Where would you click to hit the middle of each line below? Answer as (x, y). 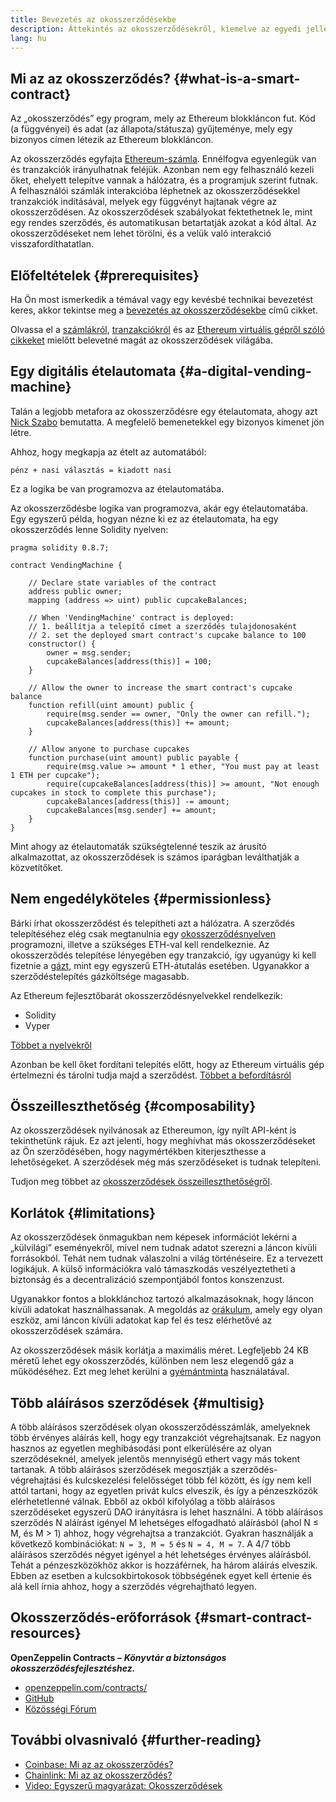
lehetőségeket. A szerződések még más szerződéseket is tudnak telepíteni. (166, 1162)
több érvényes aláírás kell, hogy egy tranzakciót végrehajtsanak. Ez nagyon (166, 1438)
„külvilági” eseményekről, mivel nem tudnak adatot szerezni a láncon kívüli (163, 1248)
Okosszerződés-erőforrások (101, 1617)
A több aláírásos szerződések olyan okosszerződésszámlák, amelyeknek (160, 1427)
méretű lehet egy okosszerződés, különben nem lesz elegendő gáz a (152, 1361)
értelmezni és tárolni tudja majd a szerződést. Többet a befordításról (151, 1075)
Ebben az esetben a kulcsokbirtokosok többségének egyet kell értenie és (161, 1576)
